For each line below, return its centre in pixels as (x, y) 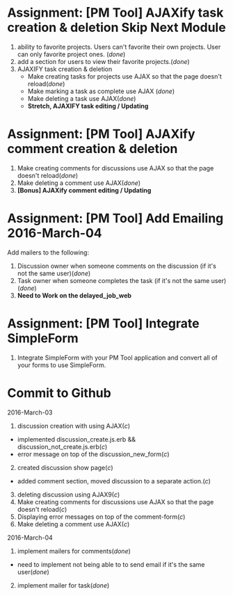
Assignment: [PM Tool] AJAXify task (115, 13)
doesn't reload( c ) (42, 509)
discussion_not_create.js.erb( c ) (62, 446)
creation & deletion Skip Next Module (116, 27)
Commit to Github (59, 393)
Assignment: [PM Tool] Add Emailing (115, 219)
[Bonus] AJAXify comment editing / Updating (84, 190)
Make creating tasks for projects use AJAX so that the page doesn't (125, 76)
